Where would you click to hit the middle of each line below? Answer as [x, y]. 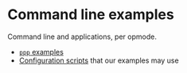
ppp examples [41, 52]
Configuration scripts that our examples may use [99, 60]
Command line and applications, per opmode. [82, 36]
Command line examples [91, 15]
